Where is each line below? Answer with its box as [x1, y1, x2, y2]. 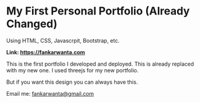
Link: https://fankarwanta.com [6, 48, 86, 55]
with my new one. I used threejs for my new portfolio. [6, 66, 139, 73]
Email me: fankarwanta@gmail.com [6, 90, 94, 97]
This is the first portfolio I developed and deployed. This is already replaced [6, 60, 195, 67]
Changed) [6, 17, 57, 31]
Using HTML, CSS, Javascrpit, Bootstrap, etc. [6, 37, 120, 44]
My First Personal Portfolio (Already [6, 4, 190, 18]
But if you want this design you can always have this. [6, 78, 138, 86]
